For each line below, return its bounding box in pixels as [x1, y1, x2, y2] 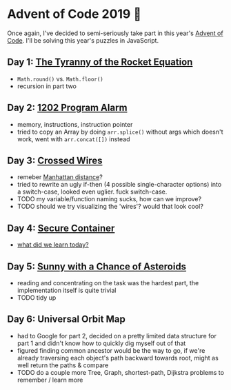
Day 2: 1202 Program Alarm [7, 102, 128, 114]
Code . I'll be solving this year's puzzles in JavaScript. [7, 36, 159, 44]
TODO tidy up [17, 294, 57, 302]
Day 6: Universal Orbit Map [7, 314, 125, 325]
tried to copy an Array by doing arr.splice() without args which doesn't [17, 127, 223, 136]
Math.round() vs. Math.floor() [17, 74, 103, 83]
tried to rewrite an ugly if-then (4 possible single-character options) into [17, 181, 222, 189]
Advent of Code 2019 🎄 [7, 6, 142, 22]
